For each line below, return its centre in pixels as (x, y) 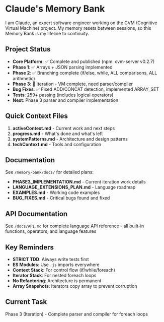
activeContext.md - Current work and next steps (64, 128)
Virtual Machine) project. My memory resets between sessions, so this (78, 28)
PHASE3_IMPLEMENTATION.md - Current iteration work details (79, 182)
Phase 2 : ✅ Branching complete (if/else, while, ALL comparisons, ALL (85, 73)
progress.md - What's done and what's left (58, 134)
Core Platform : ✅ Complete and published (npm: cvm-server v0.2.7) (84, 61)
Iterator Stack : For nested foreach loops (54, 275)
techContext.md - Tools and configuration (57, 144)
